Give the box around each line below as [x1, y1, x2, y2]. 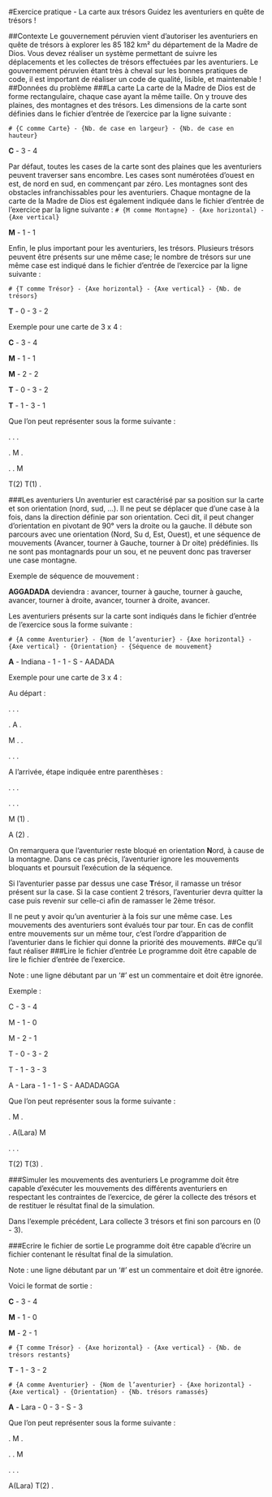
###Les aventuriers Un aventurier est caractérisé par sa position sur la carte [8, 495, 264, 504]
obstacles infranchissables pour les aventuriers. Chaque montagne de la [8, 188, 251, 197]
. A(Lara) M [8, 1128, 46, 1137]
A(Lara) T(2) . [8, 1481, 54, 1491]
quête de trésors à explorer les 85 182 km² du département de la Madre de [8, 40, 258, 50]
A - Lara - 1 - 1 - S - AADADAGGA [8, 1081, 120, 1090]
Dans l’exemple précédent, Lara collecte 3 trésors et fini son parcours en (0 [8, 1217, 261, 1226]
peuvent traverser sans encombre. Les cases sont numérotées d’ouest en [8, 170, 255, 179]
